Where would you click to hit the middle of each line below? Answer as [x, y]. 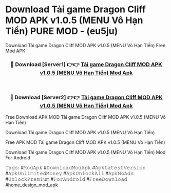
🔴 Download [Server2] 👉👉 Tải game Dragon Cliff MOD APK [86, 97]
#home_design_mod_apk [32, 185]
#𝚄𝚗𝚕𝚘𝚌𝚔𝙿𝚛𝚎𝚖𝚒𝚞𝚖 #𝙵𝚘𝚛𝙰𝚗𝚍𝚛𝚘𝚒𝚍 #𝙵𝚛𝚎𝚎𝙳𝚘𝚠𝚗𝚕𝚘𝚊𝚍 [66, 179]
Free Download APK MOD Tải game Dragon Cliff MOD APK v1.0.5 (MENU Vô [85, 117]
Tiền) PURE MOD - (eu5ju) [62, 31]
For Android [18, 158]
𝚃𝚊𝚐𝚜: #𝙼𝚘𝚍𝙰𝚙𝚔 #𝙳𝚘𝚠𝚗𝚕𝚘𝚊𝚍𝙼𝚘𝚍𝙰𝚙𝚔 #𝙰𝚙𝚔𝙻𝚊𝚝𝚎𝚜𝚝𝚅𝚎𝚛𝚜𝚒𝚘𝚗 [76, 167]
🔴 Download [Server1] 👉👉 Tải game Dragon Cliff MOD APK [86, 64]
